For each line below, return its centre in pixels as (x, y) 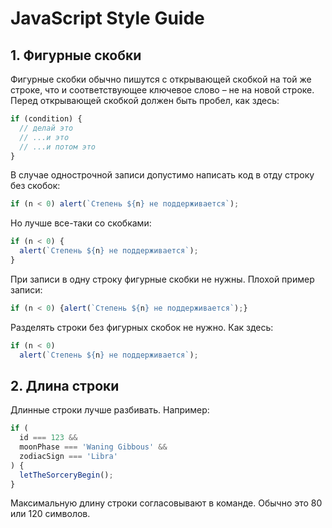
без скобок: (35, 186)
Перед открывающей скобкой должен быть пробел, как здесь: (145, 100)
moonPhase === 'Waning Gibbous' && (93, 447)
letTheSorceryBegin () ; (66, 475)
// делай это (46, 128)
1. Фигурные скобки (76, 55)
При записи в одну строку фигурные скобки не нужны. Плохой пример (162, 279)
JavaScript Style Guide (107, 18)
